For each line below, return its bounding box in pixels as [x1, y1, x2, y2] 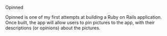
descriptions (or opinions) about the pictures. [5, 25, 101, 31]
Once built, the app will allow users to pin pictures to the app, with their [5, 20, 155, 25]
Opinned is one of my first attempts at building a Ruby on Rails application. [5, 14, 162, 20]
